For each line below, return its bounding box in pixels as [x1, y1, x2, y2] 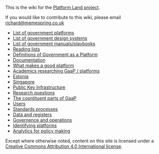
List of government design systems [12, 35, 88, 41]
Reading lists [12, 46, 40, 52]
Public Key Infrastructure [12, 84, 66, 90]
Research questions [12, 90, 55, 95]
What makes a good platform [12, 63, 74, 68]
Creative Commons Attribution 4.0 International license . [5, 143, 123, 149]
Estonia [12, 73, 29, 79]
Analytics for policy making [12, 128, 71, 134]
